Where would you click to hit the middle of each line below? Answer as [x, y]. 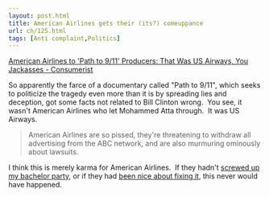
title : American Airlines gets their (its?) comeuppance [106, 23]
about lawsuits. [53, 152]
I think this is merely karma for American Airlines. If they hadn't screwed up [134, 168]
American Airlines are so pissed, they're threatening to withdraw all [139, 135]
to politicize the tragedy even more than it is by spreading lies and [118, 94]
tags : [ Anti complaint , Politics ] [64, 38]
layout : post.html [39, 16]
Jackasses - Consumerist [51, 70]
